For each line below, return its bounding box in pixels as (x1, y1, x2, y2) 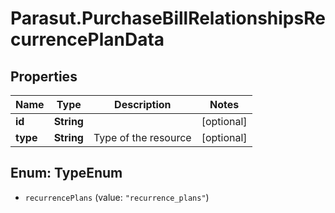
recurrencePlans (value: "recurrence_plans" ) (24, 191, 210, 203)
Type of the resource (93, 131, 192, 144)
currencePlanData (10, 28, 165, 51)
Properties (10, 68, 78, 85)
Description (114, 98, 172, 111)
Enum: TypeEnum (10, 165, 123, 182)
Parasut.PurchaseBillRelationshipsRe (10, 7, 326, 30)
